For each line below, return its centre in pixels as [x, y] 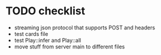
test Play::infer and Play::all [48, 40]
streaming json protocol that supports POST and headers [85, 27]
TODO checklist [45, 11]
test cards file [31, 33]
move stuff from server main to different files [69, 47]
